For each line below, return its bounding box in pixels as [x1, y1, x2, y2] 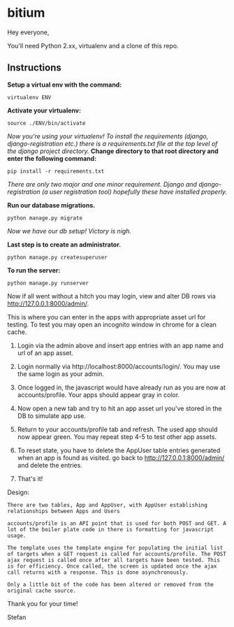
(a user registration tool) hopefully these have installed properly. [41, 187, 228, 196]
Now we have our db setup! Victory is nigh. [7, 226, 131, 235]
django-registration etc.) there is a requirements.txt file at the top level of [7, 139, 218, 147]
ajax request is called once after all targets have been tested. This [7, 556, 220, 563]
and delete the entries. [17, 461, 82, 469]
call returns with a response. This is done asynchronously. [7, 568, 189, 576]
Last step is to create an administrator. [7, 240, 122, 249]
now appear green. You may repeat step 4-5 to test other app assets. [17, 432, 217, 441]
